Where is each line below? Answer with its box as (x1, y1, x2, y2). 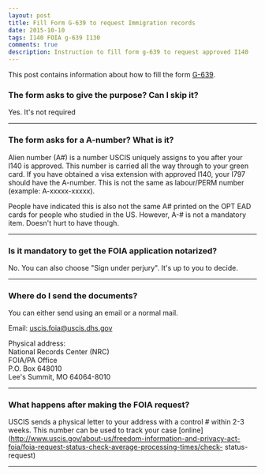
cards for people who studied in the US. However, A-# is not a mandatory (8, 210, 247, 219)
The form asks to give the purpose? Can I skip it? (8, 89, 199, 100)
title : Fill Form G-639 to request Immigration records (8, 19, 196, 27)
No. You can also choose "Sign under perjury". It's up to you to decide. (8, 263, 238, 272)
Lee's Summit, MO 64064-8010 (8, 372, 111, 382)
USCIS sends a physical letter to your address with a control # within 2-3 (8, 417, 244, 427)
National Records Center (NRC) (8, 347, 110, 357)
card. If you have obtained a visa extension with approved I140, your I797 (8, 169, 246, 178)
